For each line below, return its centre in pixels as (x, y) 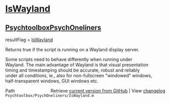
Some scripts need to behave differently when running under (69, 59)
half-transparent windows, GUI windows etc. (52, 81)
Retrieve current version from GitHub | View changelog (108, 91)
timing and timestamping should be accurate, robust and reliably (73, 70)
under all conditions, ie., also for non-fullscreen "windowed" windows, (79, 76)
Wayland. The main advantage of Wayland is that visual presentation (77, 65)
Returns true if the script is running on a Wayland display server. (72, 49)
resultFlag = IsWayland (29, 40)
